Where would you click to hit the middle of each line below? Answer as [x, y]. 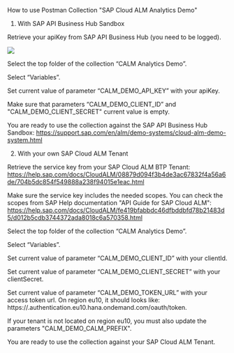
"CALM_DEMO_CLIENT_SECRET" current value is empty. [88, 112]
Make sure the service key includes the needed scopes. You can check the [115, 195]
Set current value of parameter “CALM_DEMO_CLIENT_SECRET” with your [114, 272]
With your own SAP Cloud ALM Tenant [73, 153]
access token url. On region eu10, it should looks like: [84, 300]
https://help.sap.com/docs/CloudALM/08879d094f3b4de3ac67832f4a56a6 [117, 174]
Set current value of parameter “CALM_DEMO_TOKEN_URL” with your [108, 293]
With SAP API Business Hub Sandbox [71, 23]
